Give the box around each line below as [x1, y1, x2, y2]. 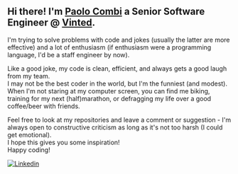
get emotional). [7, 130, 52, 139]
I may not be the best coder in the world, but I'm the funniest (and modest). [7, 79, 227, 88]
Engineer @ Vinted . [7, 17, 96, 29]
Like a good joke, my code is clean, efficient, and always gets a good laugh [7, 64, 227, 73]
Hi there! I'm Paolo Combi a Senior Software [7, 6, 205, 18]
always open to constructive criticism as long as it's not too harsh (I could [7, 123, 223, 132]
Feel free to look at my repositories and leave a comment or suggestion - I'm [7, 115, 232, 124]
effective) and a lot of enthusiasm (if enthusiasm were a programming [7, 42, 212, 52]
